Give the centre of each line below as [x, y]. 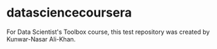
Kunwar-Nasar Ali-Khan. [41, 39]
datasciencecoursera [69, 13]
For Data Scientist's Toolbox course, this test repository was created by [108, 32]
